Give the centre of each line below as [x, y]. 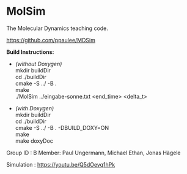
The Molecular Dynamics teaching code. [57, 28]
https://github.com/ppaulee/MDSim [51, 40]
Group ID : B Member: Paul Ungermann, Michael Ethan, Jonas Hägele [94, 153]
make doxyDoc [34, 141]
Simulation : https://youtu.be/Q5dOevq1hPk [61, 164]
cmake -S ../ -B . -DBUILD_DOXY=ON [62, 127]
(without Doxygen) [38, 64]
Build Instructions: [30, 52]
